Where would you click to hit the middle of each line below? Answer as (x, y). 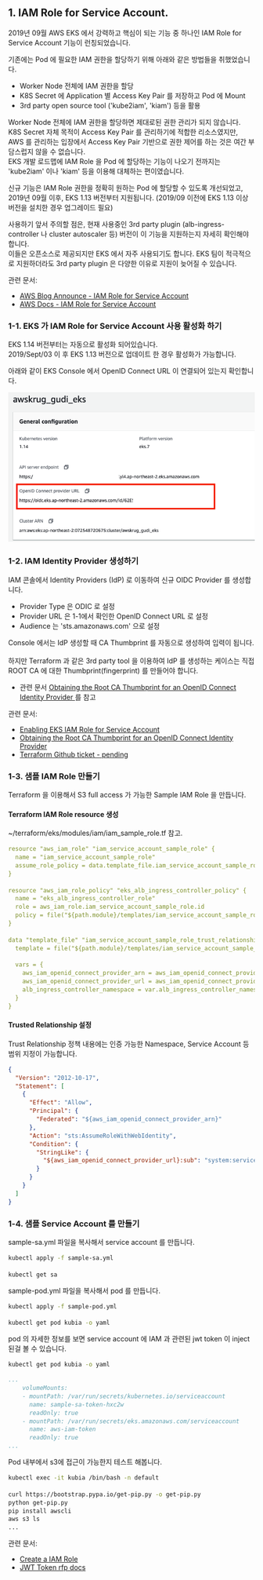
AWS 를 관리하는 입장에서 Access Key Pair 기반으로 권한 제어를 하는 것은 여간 (127, 141)
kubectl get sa (33, 1275)
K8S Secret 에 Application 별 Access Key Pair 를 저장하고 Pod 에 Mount (132, 95)
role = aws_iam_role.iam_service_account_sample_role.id (110, 907)
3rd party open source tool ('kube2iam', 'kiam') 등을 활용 (110, 105)
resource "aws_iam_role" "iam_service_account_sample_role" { (112, 849)
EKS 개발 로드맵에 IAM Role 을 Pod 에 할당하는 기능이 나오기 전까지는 (114, 161)
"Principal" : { (54, 1111)
